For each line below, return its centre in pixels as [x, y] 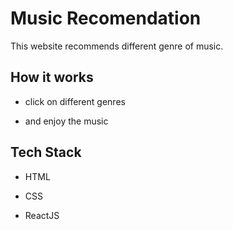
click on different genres [75, 101]
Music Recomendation [106, 18]
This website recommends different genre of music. [117, 46]
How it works [52, 77]
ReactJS [42, 215]
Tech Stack [46, 152]
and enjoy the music [66, 121]
